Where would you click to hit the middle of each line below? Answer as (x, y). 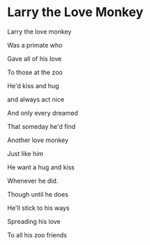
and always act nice (36, 99)
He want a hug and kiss (41, 167)
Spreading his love (34, 221)
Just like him (25, 153)
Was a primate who (35, 45)
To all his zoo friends (37, 234)
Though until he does (38, 194)
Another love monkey (38, 140)
